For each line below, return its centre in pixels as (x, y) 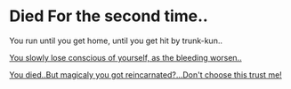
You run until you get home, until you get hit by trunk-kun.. (116, 41)
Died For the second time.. (109, 16)
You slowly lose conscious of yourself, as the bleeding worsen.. (125, 57)
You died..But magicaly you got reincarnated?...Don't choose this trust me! (145, 74)
